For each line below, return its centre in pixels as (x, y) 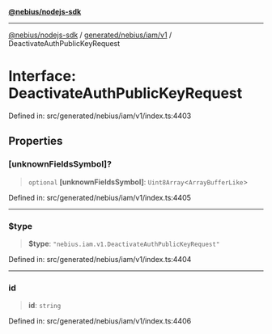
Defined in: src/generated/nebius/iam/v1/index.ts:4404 (100, 259)
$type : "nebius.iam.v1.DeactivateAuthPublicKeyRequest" (124, 243)
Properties (36, 141)
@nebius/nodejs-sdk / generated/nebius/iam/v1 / (90, 35)
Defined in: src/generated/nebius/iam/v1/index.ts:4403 (100, 116)
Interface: (42, 76)
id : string (45, 306)
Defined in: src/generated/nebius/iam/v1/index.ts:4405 (100, 197)
